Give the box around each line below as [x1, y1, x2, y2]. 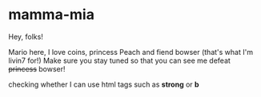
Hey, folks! [8, 32, 44, 41]
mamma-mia [8, 6, 94, 24]
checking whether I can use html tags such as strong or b [8, 80, 199, 89]
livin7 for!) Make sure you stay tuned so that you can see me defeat [8, 56, 231, 65]
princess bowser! [8, 64, 66, 73]
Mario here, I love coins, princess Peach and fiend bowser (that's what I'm [8, 47, 254, 56]
